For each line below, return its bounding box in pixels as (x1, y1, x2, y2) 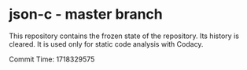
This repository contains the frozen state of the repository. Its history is (9, 31, 239, 40)
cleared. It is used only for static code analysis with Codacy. (9, 39, 204, 48)
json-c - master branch (9, 5, 164, 23)
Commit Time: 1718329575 (9, 54, 95, 64)
